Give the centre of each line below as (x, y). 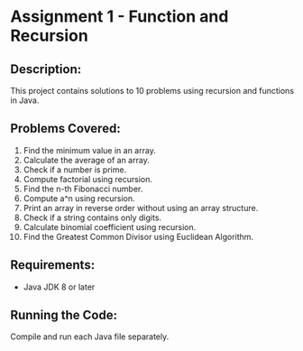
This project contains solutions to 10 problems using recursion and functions (152, 91)
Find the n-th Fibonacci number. (83, 189)
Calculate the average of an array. (86, 160)
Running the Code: (64, 315)
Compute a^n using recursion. (79, 198)
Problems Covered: (65, 129)
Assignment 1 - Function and (119, 17)
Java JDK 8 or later (59, 287)
